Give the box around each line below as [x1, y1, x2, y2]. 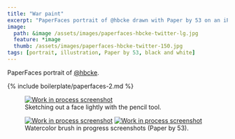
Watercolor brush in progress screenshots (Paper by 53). [24, 124, 189, 132]
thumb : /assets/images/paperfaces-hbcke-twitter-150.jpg [13, 43, 183, 50]
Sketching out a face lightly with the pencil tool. [24, 103, 162, 111]
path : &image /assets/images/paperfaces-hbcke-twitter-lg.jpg [13, 29, 199, 37]
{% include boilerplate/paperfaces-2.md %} [7, 82, 134, 90]
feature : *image [13, 36, 61, 43]
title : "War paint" [7, 10, 64, 17]
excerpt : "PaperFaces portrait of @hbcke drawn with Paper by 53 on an [7, 17, 220, 24]
